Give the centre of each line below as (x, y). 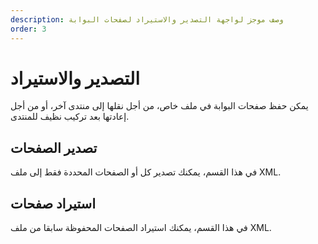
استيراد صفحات (53, 203)
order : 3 (28, 29)
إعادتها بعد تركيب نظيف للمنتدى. (70, 117)
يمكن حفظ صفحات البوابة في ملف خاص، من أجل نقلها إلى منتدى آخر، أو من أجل (159, 106)
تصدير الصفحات (54, 147)
